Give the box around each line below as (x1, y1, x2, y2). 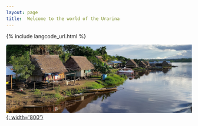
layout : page (6, 9, 38, 15)
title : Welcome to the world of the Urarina (6, 15, 120, 22)
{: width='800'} (6, 114, 44, 121)
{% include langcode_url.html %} (6, 32, 87, 39)
